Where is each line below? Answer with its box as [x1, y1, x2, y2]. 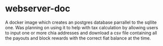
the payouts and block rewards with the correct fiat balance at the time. [5, 35, 151, 41]
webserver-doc [5, 3, 70, 14]
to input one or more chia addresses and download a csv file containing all [5, 30, 158, 36]
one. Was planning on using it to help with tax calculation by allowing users [5, 24, 159, 30]
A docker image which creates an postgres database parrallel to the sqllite [5, 19, 157, 25]
